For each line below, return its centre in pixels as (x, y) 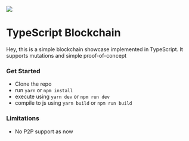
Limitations (23, 118)
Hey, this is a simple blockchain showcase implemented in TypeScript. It (95, 49)
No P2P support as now (44, 131)
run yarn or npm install (44, 90)
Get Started (23, 71)
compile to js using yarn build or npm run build (73, 103)
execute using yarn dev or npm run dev (62, 97)
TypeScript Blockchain (63, 33)
